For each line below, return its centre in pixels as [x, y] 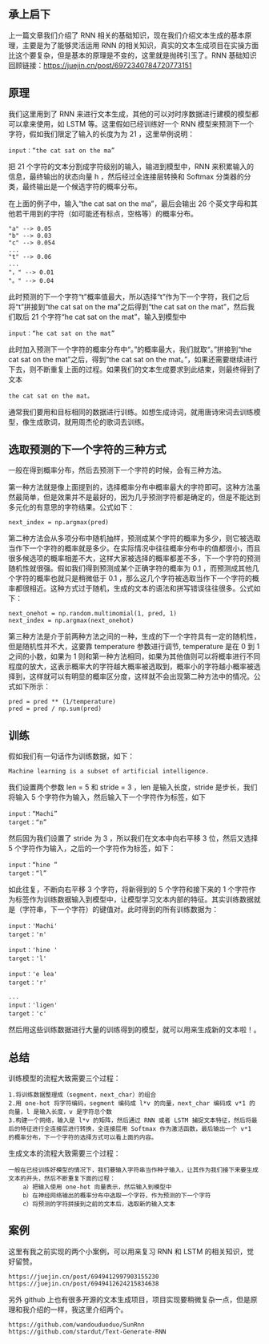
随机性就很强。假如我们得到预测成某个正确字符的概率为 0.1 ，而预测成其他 [130, 568]
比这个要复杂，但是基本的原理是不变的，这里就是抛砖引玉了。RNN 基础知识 [133, 55]
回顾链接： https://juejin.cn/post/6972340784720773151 [100, 65]
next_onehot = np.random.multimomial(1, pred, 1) [93, 614]
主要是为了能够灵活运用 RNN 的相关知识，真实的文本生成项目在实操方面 [140, 45]
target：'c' [28, 1014]
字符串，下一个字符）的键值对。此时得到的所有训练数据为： [120, 910]
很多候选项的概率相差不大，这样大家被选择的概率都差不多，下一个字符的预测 [134, 559]
